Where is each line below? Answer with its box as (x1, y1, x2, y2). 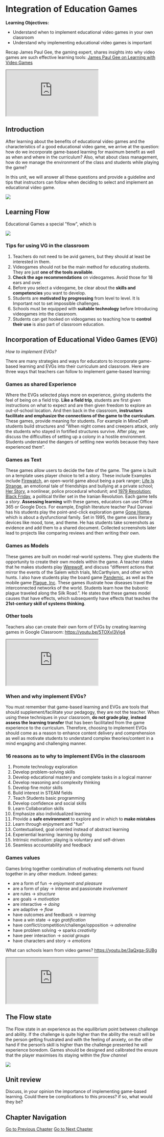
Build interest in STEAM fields (12, 790, 73, 796)
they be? (5, 1099, 23, 1105)
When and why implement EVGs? (5, 693, 87, 700)
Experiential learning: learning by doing (12, 832, 92, 838)
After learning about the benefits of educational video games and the (5, 138, 145, 144)
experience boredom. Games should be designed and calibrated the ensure (5, 1047, 158, 1053)
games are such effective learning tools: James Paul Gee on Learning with (5, 54, 156, 60)
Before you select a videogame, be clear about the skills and (12, 285, 136, 291)
